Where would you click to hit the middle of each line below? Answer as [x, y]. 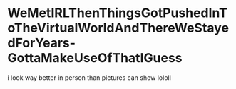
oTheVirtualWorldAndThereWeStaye [118, 28]
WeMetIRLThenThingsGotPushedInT [118, 13]
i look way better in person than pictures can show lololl [89, 77]
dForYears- [42, 43]
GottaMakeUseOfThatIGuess [95, 58]
